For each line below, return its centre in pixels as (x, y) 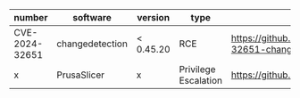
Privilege (197, 69)
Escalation (201, 81)
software (92, 17)
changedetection (92, 44)
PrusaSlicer (81, 75)
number (31, 17)
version (154, 17)
